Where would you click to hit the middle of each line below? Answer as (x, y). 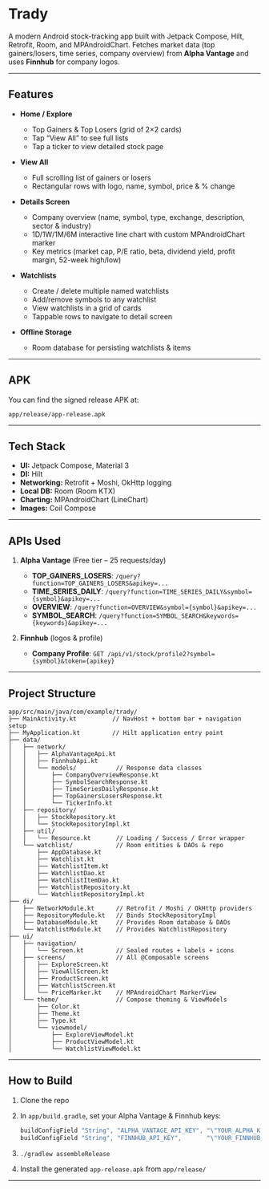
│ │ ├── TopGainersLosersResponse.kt (85, 796)
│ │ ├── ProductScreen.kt (59, 979)
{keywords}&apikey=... (70, 623)
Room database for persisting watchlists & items (111, 347)
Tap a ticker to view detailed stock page (98, 146)
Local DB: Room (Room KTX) (68, 491)
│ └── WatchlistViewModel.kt (75, 1049)
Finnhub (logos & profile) (61, 638)
